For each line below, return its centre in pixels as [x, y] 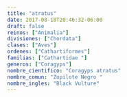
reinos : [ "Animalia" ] [38, 32]
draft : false [26, 26]
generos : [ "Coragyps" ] [39, 64]
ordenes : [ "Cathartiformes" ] [49, 52]
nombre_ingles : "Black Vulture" [53, 83]
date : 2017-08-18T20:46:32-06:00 [55, 20]
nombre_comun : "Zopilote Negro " [55, 77]
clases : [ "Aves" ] [32, 45]
